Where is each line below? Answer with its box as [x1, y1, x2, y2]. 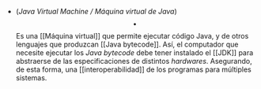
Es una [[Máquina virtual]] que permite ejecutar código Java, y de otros [15, 32, 249, 40]
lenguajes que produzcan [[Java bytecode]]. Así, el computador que [15, 39, 239, 49]
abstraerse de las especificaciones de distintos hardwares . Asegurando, [15, 57, 252, 65]
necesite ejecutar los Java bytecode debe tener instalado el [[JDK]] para [15, 48, 254, 57]
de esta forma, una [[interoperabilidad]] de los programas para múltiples [15, 65, 252, 74]
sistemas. [15, 73, 47, 82]
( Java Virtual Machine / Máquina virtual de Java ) [15, 7, 178, 16]
